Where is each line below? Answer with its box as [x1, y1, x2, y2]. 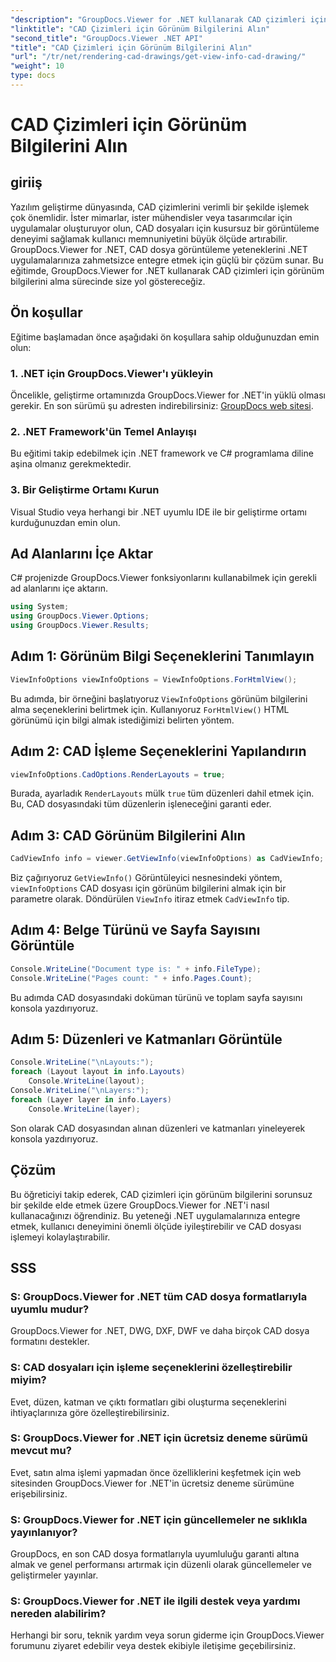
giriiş [10, 174, 43, 191]
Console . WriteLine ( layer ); [28, 1104, 141, 1114]
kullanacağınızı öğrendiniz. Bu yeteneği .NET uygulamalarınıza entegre [10, 1209, 301, 1221]
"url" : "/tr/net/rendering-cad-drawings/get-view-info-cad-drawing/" [10, 52, 307, 62]
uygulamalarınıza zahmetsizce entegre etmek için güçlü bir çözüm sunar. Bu [10, 254, 324, 266]
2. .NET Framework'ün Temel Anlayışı [10, 424, 197, 438]
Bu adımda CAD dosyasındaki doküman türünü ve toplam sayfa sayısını [10, 991, 303, 1003]
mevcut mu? [10, 1444, 72, 1458]
